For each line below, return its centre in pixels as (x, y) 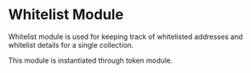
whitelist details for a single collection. (71, 44)
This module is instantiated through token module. (90, 60)
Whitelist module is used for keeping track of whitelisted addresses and (125, 36)
